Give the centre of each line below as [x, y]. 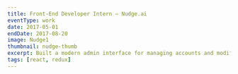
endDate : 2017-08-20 [38, 33]
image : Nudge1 [28, 40]
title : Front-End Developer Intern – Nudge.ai [77, 14]
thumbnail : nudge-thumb [42, 47]
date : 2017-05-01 [33, 27]
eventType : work [31, 20]
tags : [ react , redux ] [39, 60]
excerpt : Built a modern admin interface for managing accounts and [110, 54]
